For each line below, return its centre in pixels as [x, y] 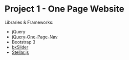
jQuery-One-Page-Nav [35, 37]
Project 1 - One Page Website [64, 9]
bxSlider [20, 47]
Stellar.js [20, 52]
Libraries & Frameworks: [29, 22]
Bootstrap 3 [23, 42]
